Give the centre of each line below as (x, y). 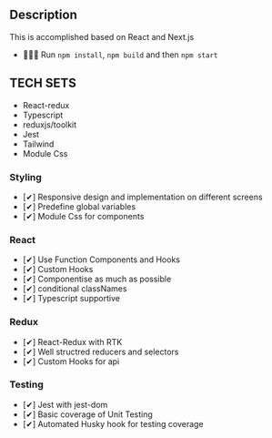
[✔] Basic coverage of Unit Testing (87, 414)
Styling (26, 177)
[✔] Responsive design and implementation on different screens (142, 197)
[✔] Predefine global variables (79, 206)
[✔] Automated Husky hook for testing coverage (113, 423)
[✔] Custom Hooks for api (71, 361)
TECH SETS (43, 83)
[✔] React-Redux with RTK (72, 341)
